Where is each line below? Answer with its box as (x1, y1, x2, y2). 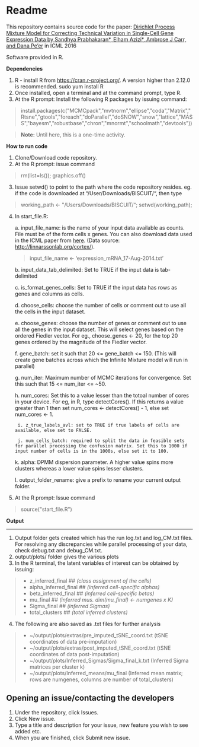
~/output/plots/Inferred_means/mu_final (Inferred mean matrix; (29, 669, 183, 676)
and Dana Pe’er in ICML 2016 (6, 42, 77, 49)
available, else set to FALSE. (14, 427, 92, 433)
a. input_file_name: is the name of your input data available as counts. (14, 224, 185, 231)
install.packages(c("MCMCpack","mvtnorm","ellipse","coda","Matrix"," (20, 107, 191, 114)
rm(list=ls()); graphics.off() (20, 171, 86, 179)
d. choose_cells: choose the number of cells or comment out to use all (14, 301, 187, 309)
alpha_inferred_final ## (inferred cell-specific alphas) (29, 583, 160, 590)
